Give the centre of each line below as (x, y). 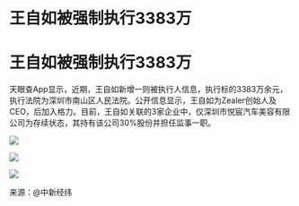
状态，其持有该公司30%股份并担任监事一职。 (132, 123)
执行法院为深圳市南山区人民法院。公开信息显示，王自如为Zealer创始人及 (143, 100)
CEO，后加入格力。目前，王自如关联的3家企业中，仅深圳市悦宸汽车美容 (142, 112)
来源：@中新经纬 (41, 193)
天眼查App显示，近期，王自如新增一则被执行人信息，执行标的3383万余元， (149, 90)
